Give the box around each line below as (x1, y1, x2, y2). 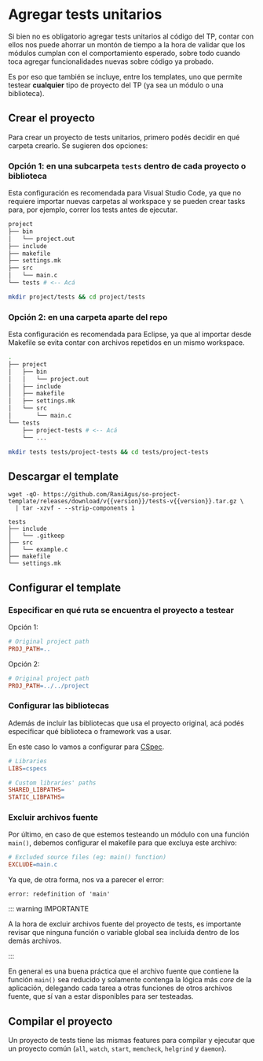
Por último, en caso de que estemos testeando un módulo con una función (8, 829, 250, 840)
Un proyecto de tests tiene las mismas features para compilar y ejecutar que (8, 1036, 255, 1044)
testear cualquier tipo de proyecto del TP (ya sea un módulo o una (8, 80, 224, 90)
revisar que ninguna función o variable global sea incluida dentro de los (8, 928, 239, 937)
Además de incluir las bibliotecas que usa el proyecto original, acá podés (8, 718, 245, 728)
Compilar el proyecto (8, 1015, 113, 1028)
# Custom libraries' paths (8, 778, 97, 787)
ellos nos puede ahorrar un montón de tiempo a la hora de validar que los (8, 39, 246, 49)
